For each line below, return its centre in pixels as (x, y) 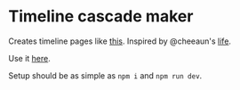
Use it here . (29, 58)
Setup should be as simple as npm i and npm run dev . (105, 75)
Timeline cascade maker (101, 16)
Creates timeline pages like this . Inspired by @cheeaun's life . (120, 41)
